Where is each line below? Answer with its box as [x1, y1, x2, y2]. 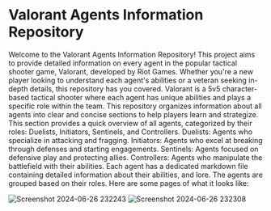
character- [222, 83, 257, 94]
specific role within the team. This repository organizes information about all [8, 101, 262, 111]
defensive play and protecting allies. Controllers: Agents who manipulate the [8, 152, 263, 162]
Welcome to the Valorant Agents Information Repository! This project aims [8, 49, 256, 59]
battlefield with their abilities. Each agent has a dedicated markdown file [8, 161, 248, 171]
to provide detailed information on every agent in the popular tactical [8, 58, 237, 68]
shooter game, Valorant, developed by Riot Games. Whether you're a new [8, 66, 253, 76]
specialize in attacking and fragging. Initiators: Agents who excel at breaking [8, 135, 263, 145]
